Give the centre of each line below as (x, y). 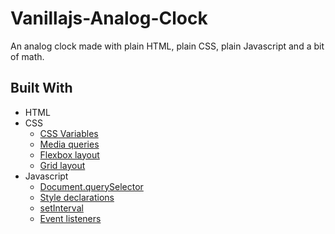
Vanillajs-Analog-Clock (109, 18)
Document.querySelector (91, 186)
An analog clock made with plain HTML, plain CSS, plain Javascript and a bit (167, 46)
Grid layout (62, 165)
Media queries (69, 144)
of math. (27, 56)
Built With (41, 88)
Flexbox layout (69, 154)
